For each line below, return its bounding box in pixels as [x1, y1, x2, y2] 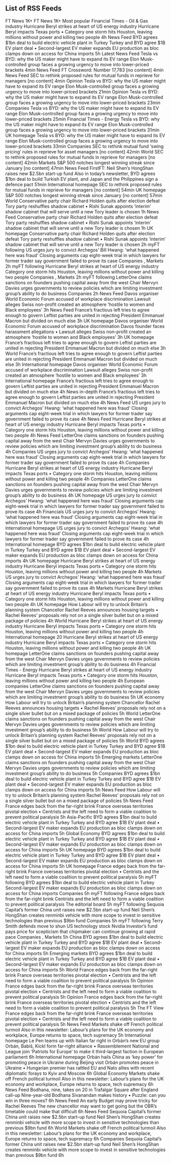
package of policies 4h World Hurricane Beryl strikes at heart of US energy [5, 617, 163, 624]
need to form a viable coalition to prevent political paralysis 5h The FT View [5, 1004, 164, 1011]
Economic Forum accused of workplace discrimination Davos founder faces [5, 323, 165, 329]
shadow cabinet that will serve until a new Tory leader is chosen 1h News [5, 208, 159, 215]
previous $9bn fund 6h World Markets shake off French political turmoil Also [5, 1125, 166, 1131]
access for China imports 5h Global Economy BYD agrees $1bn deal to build [5, 830, 165, 836]
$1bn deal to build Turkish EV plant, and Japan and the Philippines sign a [5, 176, 158, 182]
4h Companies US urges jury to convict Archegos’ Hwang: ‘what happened [5, 449, 163, 455]
